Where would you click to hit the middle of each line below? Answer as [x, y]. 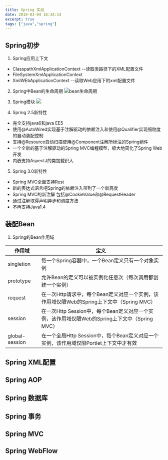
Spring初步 [22, 45]
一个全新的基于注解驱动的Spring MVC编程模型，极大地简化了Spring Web [87, 148]
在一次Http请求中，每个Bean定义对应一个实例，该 [100, 294]
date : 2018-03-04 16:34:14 [33, 15]
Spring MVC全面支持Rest [38, 182]
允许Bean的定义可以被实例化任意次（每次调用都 [97, 277]
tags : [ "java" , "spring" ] [31, 24]
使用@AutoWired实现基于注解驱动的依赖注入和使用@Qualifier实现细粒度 [86, 129]
